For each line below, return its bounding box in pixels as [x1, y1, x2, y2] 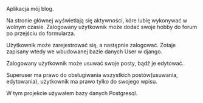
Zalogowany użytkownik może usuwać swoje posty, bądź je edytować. [6, 60, 184, 67]
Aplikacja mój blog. [6, 5, 54, 12]
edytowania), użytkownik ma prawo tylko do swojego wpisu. [6, 78, 157, 85]
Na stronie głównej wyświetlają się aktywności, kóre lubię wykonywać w [6, 17, 188, 24]
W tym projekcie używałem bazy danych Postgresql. [6, 90, 138, 96]
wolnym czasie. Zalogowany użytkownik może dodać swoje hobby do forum [6, 24, 198, 30]
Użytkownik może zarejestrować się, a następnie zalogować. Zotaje [6, 42, 176, 48]
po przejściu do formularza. [6, 30, 76, 37]
